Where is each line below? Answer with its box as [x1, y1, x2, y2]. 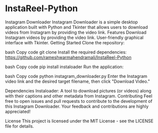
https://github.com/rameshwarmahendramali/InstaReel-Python [5, 54, 132, 60]
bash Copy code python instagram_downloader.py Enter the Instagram [5, 73, 148, 79]
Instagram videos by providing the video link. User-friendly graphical [5, 35, 144, 40]
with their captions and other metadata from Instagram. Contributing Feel [5, 93, 153, 99]
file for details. [5, 123, 34, 129]
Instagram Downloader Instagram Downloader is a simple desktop [5, 19, 138, 25]
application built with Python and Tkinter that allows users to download [5, 24, 148, 30]
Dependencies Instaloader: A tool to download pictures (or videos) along [5, 88, 152, 94]
